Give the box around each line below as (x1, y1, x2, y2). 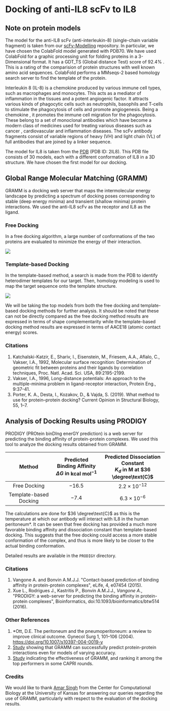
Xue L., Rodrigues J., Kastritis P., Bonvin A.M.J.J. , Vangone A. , (12, 588, 143, 594)
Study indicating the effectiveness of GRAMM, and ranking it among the (12, 655, 163, 661)
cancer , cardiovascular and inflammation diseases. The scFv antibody (5, 128, 153, 134)
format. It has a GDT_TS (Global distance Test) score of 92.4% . (32, 59, 164, 64)
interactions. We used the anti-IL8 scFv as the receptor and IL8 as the (5, 204, 151, 210)
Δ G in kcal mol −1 (56, 469, 97, 477)
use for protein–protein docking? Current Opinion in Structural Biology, (12, 397, 159, 403)
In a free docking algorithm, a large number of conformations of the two (5, 233, 155, 240)
